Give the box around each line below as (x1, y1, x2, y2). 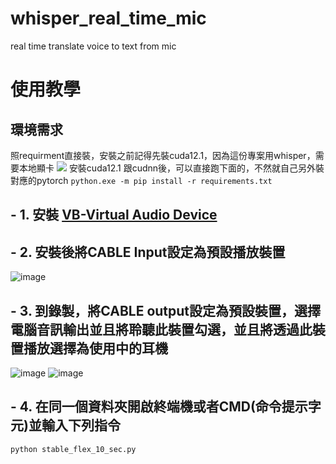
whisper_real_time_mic (10, 7, 207, 30)
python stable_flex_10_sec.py (10, 444, 137, 454)
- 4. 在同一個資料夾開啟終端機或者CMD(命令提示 (10, 398, 308, 416)
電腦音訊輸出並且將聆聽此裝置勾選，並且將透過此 (10, 321, 313, 338)
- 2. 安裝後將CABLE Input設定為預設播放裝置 (10, 243, 286, 261)
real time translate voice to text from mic (10, 40, 177, 52)
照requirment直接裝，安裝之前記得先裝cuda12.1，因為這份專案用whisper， (10, 149, 316, 161)
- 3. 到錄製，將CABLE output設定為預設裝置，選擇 (10, 302, 322, 319)
